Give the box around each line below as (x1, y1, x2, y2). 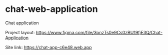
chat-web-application (5, 3, 98, 15)
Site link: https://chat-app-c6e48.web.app (5, 44, 92, 50)
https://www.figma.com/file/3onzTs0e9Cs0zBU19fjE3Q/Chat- (35, 29, 163, 35)
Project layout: (5, 29, 35, 35)
